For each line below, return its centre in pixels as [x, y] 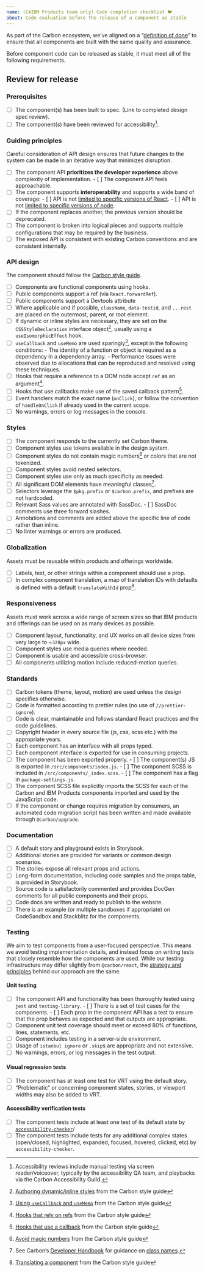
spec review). [32, 117]
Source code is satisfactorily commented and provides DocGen [95, 889]
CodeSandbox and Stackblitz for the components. [78, 916]
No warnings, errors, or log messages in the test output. [85, 1052]
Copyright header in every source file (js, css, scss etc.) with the [96, 732]
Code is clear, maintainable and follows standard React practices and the [107, 719]
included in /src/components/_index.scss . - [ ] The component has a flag [106, 773]
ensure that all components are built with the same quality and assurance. [99, 42]
